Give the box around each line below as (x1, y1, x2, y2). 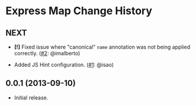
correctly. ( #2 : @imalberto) (14, 50, 81, 57)
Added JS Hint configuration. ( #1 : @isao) (14, 61, 114, 68)
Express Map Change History (5, 4, 152, 18)
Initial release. (14, 94, 49, 101)
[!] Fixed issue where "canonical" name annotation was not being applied (14, 43, 191, 50)
